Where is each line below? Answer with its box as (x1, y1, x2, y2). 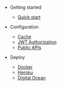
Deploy (10, 54, 25, 60)
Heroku (17, 69, 33, 75)
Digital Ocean (17, 75, 46, 80)
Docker (17, 64, 33, 70)
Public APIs (17, 45, 41, 50)
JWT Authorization (17, 39, 57, 45)
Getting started (10, 5, 42, 10)
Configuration (10, 24, 39, 30)
